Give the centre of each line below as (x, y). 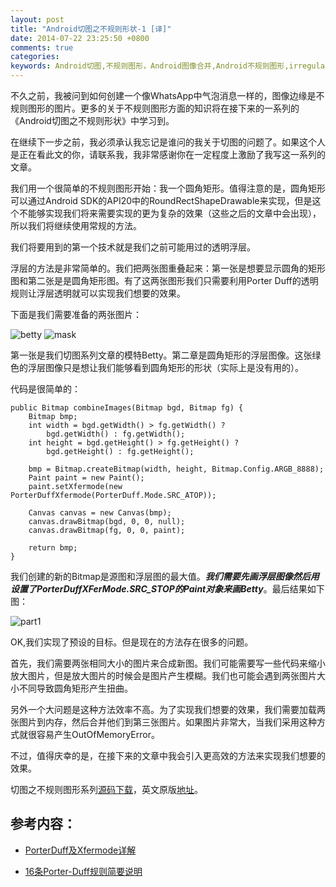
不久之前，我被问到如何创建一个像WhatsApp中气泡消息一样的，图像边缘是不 (167, 95)
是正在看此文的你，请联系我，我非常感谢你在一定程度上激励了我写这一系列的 (168, 154)
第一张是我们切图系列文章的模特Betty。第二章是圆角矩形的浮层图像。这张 (161, 355)
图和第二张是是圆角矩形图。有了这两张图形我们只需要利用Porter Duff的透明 (164, 280)
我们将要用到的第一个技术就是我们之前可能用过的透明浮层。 (133, 247)
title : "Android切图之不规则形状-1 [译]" (91, 29)
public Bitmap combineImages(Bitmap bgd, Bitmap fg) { (127, 408)
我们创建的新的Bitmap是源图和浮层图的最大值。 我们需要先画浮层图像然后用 (165, 576)
